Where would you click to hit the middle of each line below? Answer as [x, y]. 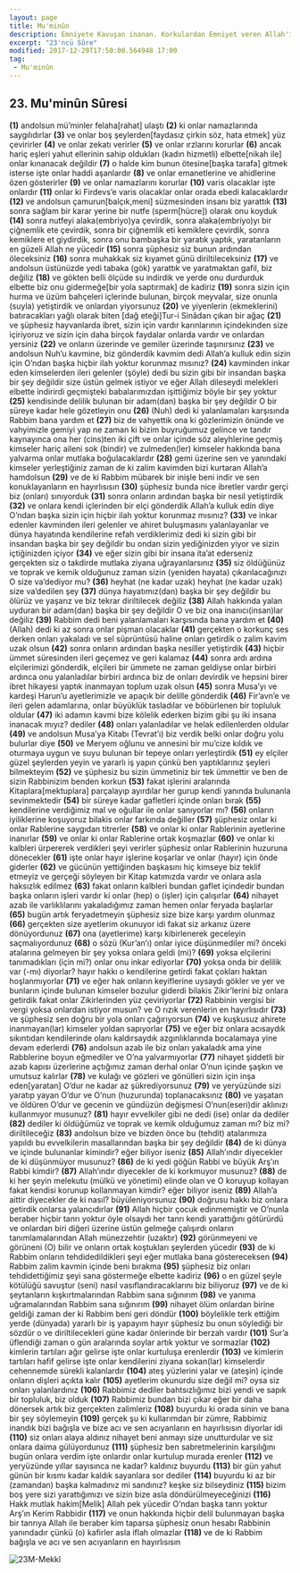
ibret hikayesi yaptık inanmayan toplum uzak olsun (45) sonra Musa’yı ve [143, 686]
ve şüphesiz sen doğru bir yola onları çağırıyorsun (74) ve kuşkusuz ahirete [148, 1019]
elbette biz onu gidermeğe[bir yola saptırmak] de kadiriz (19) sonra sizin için [150, 286]
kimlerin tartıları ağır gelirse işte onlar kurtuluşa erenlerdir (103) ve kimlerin [146, 1351]
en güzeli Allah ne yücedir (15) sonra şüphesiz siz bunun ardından [130, 249]
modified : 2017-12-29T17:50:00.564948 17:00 [93, 51]
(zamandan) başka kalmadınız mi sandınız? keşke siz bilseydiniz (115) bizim [148, 1484]
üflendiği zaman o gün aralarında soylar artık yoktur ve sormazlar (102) [140, 1342]
